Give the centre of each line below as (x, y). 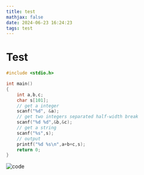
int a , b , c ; (30, 95)
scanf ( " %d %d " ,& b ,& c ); (45, 122)
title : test (21, 12)
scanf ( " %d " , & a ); (38, 111)
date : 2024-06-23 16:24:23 (39, 22)
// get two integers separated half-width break (78, 117)
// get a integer (38, 106)
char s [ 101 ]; (33, 100)
